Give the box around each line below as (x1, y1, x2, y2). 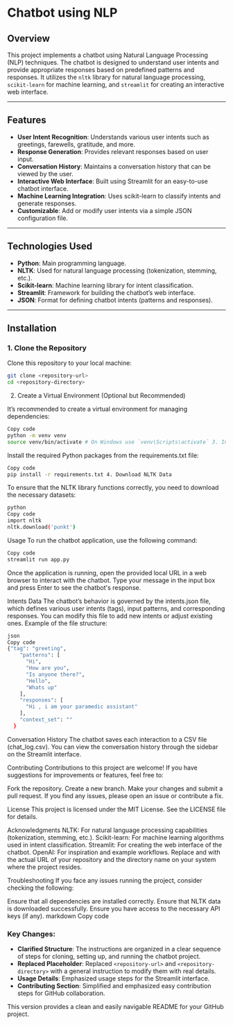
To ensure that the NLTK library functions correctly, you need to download (7, 484, 219, 492)
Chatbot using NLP (7, 5, 118, 21)
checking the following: (7, 883, 74, 892)
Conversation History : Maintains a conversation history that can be (17, 162, 212, 171)
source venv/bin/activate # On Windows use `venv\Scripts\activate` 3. (7, 439, 218, 446)
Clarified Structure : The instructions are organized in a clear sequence (17, 945, 221, 954)
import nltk (7, 517, 42, 525)
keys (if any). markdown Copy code (7, 911, 110, 920)
